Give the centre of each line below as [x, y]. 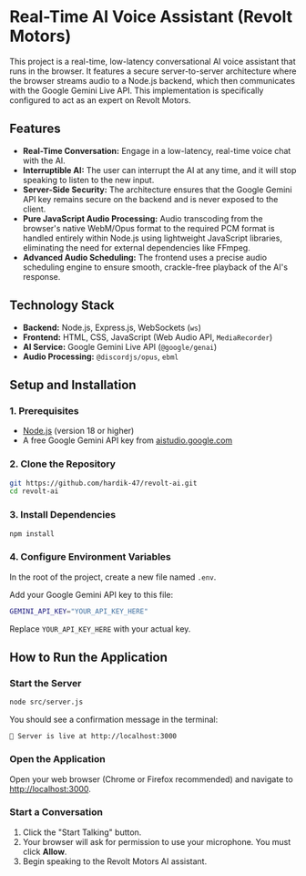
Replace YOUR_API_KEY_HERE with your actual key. [100, 629]
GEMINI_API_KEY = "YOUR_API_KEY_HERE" [79, 611]
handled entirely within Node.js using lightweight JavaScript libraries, [152, 238]
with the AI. [44, 160]
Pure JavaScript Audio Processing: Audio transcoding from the [143, 218]
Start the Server [46, 683]
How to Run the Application [89, 658]
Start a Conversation [56, 812]
